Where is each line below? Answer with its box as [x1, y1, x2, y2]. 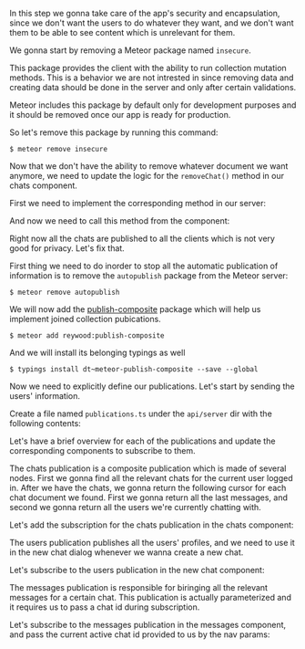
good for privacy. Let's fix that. [9, 243, 125, 254]
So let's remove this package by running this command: [9, 127, 219, 138]
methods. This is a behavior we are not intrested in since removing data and [9, 72, 294, 83]
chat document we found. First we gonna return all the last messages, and [9, 492, 289, 503]
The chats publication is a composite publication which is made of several [9, 463, 287, 474]
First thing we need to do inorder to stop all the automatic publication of [9, 260, 279, 271]
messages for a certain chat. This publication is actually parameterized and [9, 592, 291, 602]
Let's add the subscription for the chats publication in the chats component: [9, 519, 294, 530]
